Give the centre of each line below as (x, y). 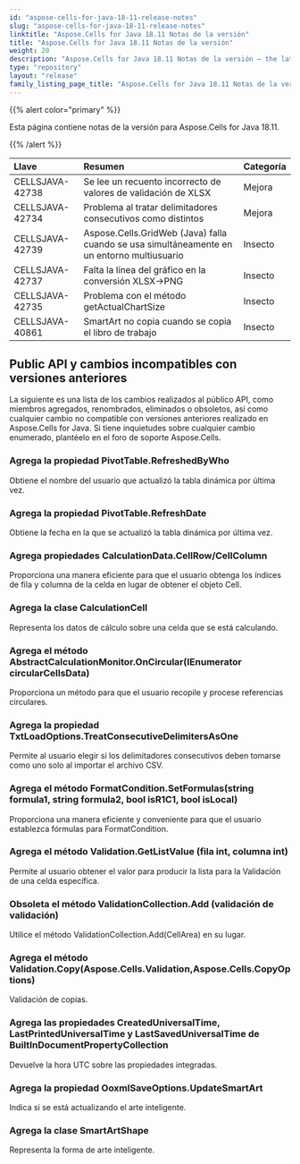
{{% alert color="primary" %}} (65, 109)
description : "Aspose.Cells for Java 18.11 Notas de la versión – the (143, 59)
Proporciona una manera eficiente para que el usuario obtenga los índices (145, 575)
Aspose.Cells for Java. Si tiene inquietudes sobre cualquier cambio (133, 428)
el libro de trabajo (120, 332)
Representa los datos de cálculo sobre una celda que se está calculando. (144, 627)
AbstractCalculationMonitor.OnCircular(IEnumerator (126, 661)
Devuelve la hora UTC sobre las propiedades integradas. (113, 1065)
